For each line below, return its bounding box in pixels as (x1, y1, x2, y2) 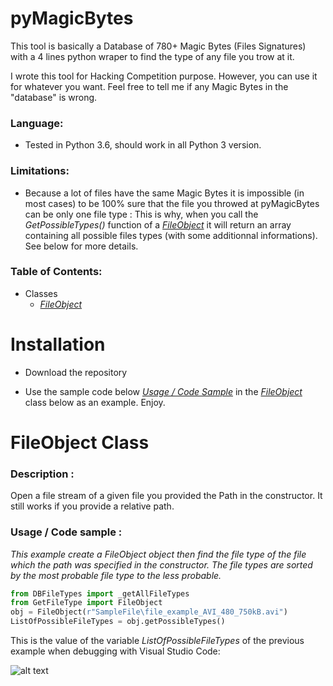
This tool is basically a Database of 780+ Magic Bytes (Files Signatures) (10, 40, 307, 52)
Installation (10, 333, 106, 356)
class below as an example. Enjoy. (24, 396, 166, 408)
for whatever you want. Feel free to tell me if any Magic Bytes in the (10, 80, 289, 92)
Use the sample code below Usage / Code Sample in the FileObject (24, 385, 303, 397)
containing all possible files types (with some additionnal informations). (24, 229, 318, 241)
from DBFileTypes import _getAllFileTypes (10, 588, 190, 599)
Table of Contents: (10, 265, 103, 279)
